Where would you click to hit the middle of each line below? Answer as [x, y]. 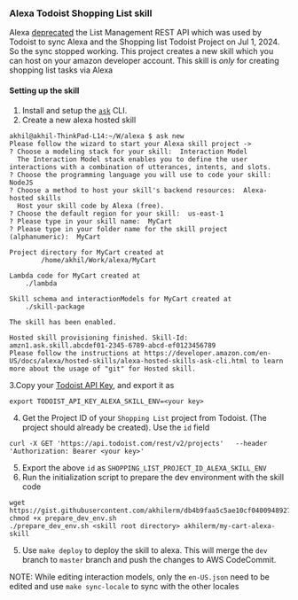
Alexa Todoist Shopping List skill [81, 13]
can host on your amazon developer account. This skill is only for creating [144, 61]
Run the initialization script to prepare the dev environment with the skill [153, 477]
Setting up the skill [44, 90]
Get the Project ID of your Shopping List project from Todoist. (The [145, 417]
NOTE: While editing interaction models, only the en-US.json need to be [140, 577]
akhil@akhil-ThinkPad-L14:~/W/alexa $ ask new [97, 136]
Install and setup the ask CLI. [74, 110]
